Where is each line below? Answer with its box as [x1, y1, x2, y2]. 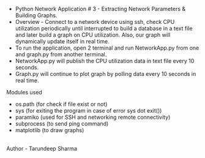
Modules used [6, 89, 43, 96]
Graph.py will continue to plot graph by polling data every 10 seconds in [15, 70, 196, 77]
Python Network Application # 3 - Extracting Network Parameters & [15, 6, 185, 12]
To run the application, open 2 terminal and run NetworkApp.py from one [15, 44, 199, 51]
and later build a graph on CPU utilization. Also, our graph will [15, 31, 171, 39]
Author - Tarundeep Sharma [6, 145, 78, 152]
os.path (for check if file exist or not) [15, 100, 108, 108]
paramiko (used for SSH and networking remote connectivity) [15, 113, 171, 121]
